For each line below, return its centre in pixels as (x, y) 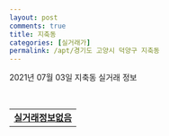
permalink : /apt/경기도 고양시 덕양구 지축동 (84, 51)
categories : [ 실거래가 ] (50, 42)
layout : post (34, 17)
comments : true (38, 26)
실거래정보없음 (43, 118)
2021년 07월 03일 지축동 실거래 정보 (73, 78)
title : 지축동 (33, 34)
